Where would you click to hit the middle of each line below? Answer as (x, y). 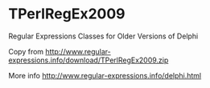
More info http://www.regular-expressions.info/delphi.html (105, 75)
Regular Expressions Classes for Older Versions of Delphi (103, 36)
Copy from (26, 51)
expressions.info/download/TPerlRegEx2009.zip (89, 60)
